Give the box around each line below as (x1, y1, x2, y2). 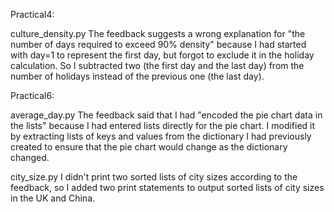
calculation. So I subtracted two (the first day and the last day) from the (10, 60, 305, 71)
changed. (10, 152, 50, 163)
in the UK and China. (10, 192, 96, 204)
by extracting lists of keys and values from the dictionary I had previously (10, 130, 312, 142)
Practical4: (10, 9, 55, 20)
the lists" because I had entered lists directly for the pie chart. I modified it (10, 120, 316, 131)
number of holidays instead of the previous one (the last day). (10, 70, 265, 82)
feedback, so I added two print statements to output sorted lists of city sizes (10, 182, 325, 193)
